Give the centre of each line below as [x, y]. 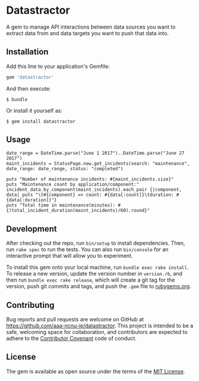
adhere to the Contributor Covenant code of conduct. [71, 338]
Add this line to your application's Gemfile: [58, 66]
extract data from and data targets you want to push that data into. [88, 33]
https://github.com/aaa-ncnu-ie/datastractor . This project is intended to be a [100, 326]
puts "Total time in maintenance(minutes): [61, 205]
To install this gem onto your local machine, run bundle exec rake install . [97, 267]
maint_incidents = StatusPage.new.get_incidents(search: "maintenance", [98, 164]
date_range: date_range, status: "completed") [65, 169]
